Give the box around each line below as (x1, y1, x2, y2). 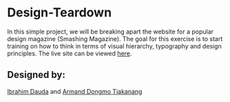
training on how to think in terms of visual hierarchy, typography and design (7, 42, 222, 50)
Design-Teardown (7, 5, 112, 21)
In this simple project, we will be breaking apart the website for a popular (7, 27, 214, 36)
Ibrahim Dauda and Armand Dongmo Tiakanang (7, 87, 143, 95)
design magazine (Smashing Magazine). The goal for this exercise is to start (7, 34, 223, 42)
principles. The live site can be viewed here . (7, 49, 132, 58)
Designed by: (7, 69, 65, 81)
